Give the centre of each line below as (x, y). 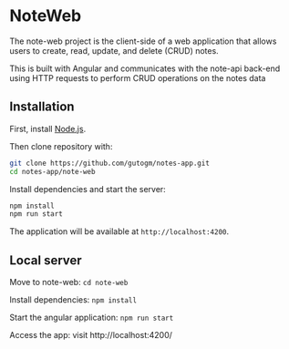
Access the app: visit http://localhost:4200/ (91, 335)
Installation (42, 107)
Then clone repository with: (61, 146)
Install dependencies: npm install (73, 300)
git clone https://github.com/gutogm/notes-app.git (109, 163)
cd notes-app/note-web (52, 171)
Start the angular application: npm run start (92, 318)
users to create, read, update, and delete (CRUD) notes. (114, 50)
